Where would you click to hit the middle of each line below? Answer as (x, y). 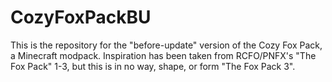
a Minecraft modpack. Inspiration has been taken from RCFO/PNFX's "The (163, 55)
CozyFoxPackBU (81, 17)
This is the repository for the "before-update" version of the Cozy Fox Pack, (166, 45)
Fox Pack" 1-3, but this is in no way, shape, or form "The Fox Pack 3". (153, 66)
